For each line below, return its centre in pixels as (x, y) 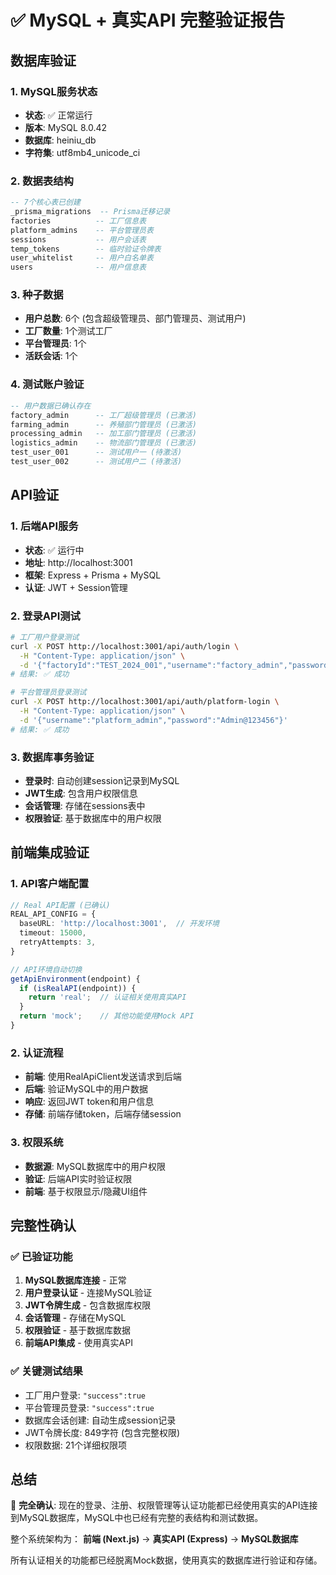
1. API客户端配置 (50, 884)
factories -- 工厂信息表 (78, 221)
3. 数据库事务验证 (52, 757)
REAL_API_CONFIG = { (53, 914)
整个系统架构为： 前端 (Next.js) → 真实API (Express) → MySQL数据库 (154, 1539)
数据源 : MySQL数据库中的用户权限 (95, 1166)
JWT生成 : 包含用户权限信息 (81, 793)
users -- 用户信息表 (78, 267)
